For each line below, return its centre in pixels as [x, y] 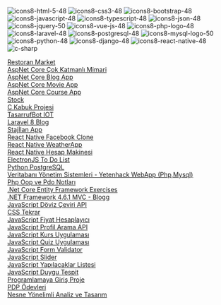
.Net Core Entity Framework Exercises [62, 190]
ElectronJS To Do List [39, 160]
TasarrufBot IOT [31, 114]
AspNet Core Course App [44, 92]
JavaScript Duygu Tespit [43, 272]
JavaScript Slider [32, 257]
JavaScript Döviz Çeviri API [47, 204]
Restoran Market [31, 62]
